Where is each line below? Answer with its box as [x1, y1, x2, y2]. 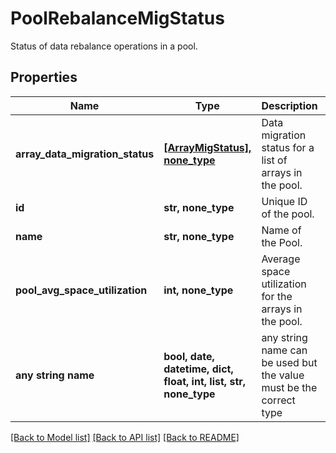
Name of [261, 223, 302, 237]
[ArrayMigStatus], [163, 140, 252, 154]
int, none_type [163, 283, 234, 297]
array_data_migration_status [15, 147, 155, 161]
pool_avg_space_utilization [15, 283, 148, 297]
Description [261, 98, 318, 112]
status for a [261, 140, 315, 154]
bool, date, [163, 349, 215, 363]
